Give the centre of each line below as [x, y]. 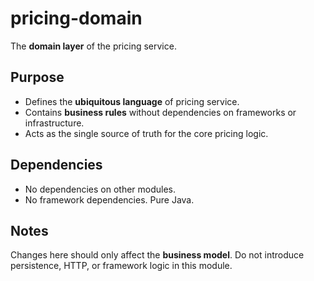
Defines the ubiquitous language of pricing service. [132, 101]
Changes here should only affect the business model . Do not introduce [157, 255]
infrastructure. [54, 123]
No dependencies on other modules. [100, 189]
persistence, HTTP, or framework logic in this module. [121, 266]
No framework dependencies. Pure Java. [109, 199]
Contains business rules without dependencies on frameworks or [160, 112]
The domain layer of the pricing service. [93, 46]
